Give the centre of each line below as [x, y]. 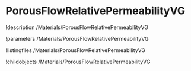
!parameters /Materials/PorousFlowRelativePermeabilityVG [77, 38]
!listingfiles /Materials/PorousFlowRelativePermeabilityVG [76, 50]
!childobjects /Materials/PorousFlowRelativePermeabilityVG [78, 62]
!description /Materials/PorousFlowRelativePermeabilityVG [77, 27]
